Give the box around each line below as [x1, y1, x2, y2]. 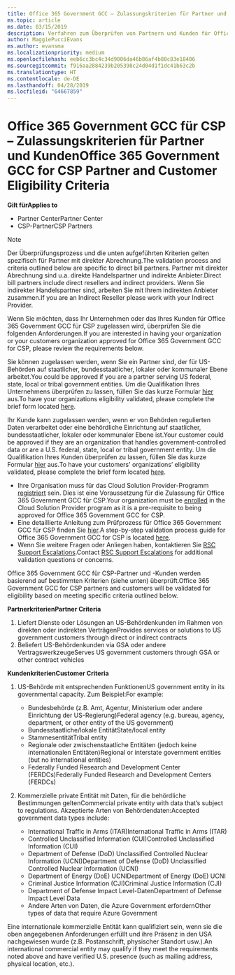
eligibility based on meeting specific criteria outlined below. [7, 591, 178, 600]
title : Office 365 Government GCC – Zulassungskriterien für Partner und [7, 10, 227, 17]
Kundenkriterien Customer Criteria [7, 669, 110, 678]
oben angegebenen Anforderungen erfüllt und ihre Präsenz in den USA [7, 930, 212, 939]
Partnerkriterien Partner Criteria [7, 605, 101, 614]
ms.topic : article [7, 17, 61, 24]
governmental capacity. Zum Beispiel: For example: [17, 690, 164, 699]
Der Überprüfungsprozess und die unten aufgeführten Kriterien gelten [7, 249, 210, 257]
